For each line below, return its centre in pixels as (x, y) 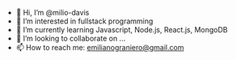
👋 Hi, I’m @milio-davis (53, 13)
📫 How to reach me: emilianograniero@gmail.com (100, 47)
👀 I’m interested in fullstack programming (84, 21)
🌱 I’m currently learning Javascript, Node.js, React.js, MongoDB (122, 30)
